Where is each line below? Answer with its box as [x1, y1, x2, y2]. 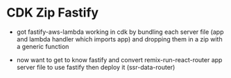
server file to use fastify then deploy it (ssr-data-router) [16, 63, 176, 71]
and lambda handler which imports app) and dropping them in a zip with [16, 35, 223, 43]
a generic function [16, 42, 69, 50]
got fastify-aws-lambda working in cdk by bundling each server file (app [16, 28, 224, 36]
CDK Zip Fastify [6, 5, 99, 21]
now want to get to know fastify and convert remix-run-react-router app [16, 55, 223, 64]
